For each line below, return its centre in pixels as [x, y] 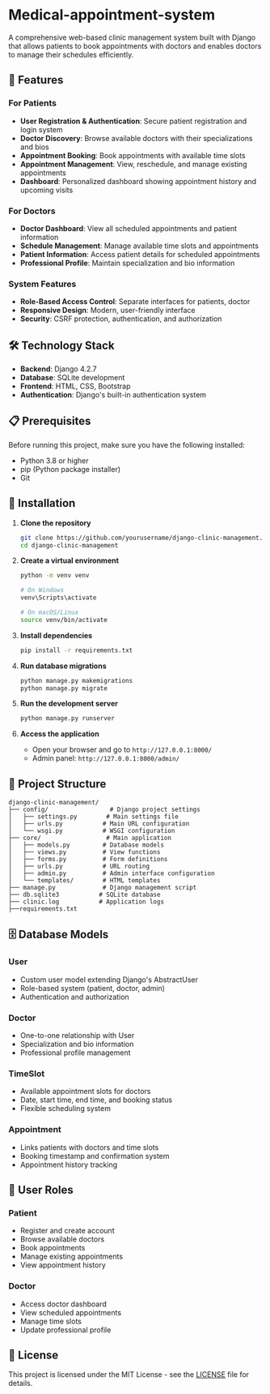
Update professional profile [65, 1330]
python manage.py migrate [63, 688]
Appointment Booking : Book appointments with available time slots [133, 155]
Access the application [59, 734]
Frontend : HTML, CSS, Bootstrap [75, 386]
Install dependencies [56, 635]
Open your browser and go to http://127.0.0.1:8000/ [122, 750]
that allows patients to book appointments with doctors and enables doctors [135, 45]
